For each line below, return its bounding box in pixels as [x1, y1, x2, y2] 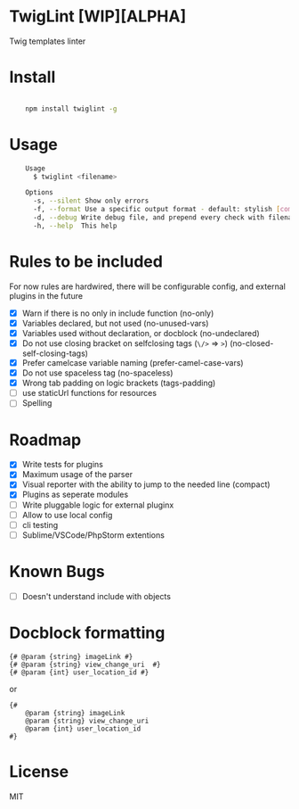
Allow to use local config [21, 509, 113, 520]
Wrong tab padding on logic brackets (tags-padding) [21, 377, 216, 389]
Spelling [21, 398, 53, 409]
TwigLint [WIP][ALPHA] [9, 6, 187, 27]
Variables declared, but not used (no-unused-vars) [21, 318, 209, 328]
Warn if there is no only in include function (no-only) [21, 308, 214, 318]
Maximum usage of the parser [21, 469, 133, 480]
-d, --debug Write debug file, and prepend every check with [32, 213, 265, 222]
